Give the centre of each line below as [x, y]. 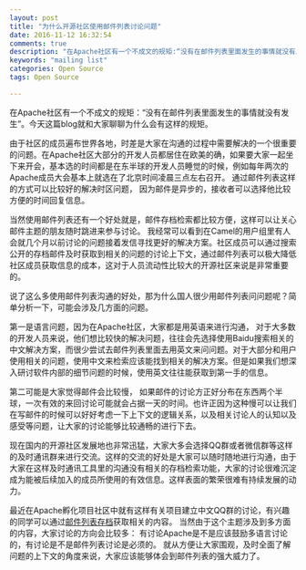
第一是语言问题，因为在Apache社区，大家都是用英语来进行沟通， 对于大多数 [153, 326]
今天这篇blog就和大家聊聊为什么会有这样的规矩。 [121, 123]
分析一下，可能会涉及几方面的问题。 [85, 307]
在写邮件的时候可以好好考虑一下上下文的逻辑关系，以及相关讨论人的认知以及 [153, 414]
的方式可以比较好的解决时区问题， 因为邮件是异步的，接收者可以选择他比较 [150, 189]
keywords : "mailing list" [58, 60]
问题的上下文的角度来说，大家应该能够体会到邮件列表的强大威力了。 [137, 555]
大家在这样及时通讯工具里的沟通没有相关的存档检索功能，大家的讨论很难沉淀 [153, 468]
